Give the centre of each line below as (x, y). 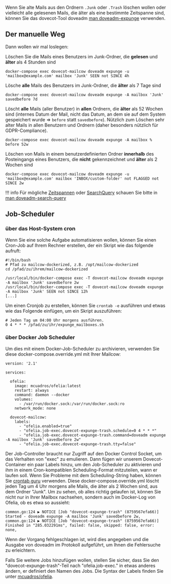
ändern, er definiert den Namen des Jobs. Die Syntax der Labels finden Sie (84, 571)
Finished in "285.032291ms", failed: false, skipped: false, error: (80, 525)
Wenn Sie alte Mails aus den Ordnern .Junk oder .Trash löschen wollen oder (86, 7)
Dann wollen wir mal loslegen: (37, 47)
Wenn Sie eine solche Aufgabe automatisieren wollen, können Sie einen (81, 240)
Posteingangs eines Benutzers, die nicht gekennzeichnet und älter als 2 (81, 159)
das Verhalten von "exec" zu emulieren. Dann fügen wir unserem (74, 459)
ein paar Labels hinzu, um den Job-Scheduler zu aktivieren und (94, 464)
